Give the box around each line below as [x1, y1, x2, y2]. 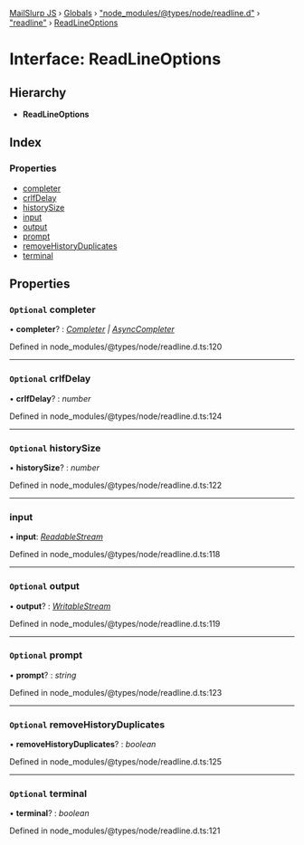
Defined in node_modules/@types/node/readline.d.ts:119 [9, 618, 221, 629]
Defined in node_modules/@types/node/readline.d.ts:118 [9, 549, 221, 560]
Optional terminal [9, 787, 88, 800]
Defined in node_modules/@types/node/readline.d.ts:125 [9, 756, 223, 767]
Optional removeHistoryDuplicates [9, 718, 166, 731]
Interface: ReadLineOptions [9, 49, 222, 70]
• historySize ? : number [9, 461, 100, 473]
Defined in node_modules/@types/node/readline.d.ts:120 [9, 341, 223, 352]
